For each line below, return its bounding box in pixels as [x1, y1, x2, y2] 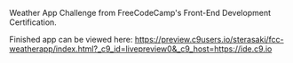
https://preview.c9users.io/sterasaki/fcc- [134, 35, 284, 44]
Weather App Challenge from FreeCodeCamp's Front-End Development [9, 8, 271, 18]
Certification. [9, 17, 58, 28]
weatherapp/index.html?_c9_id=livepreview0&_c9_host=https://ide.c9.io [9, 43, 273, 54]
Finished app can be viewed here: [9, 35, 133, 44]
